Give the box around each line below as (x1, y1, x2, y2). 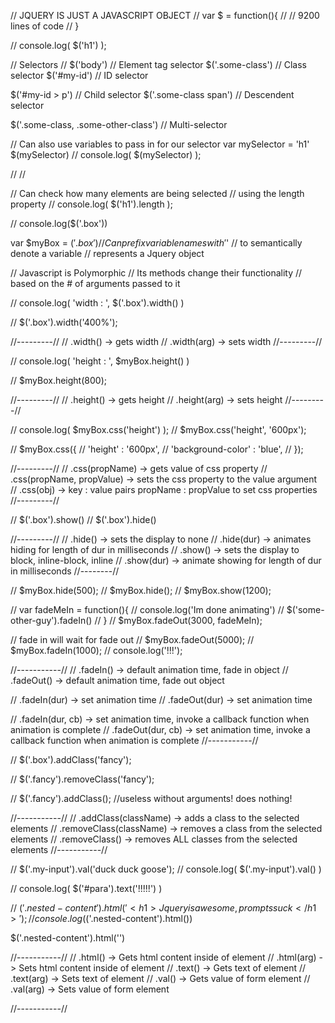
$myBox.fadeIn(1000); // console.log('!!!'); (10, 645, 183, 656)
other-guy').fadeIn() (10, 615, 93, 626)
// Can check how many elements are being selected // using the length (10, 188, 305, 199)
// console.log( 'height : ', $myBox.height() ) (10, 355, 190, 367)
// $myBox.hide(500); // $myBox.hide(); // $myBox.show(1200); (10, 585, 272, 596)
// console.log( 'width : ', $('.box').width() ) (10, 297, 185, 309)
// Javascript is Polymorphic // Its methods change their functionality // (10, 267, 303, 279)
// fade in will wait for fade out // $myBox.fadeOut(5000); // (10, 634, 255, 645)
